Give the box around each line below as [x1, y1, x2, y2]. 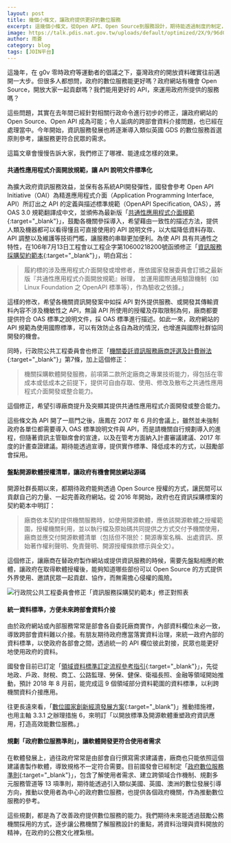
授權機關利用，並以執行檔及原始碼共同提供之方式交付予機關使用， [36, 525, 223, 533]
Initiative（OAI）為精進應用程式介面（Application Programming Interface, [7, 191, 214, 199]
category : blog [7, 42, 51, 49]
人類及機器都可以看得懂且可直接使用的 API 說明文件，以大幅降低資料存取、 [7, 226, 219, 234]
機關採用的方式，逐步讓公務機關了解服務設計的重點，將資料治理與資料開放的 [7, 820, 224, 828]
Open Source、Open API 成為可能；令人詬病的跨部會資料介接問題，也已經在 [7, 117, 223, 125]
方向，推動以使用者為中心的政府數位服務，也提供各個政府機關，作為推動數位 [7, 788, 224, 796]
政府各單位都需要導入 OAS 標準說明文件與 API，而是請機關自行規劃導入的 [7, 425, 215, 433]
